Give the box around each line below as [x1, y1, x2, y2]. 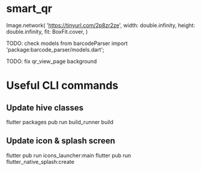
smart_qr [6, 2, 53, 16]
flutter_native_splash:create [6, 158, 75, 165]
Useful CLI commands [6, 79, 119, 92]
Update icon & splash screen [6, 136, 116, 146]
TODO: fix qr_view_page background [6, 58, 97, 65]
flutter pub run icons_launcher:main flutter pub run [6, 152, 131, 159]
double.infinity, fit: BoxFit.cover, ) [6, 28, 88, 35]
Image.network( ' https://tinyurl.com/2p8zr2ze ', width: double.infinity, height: [6, 22, 196, 29]
